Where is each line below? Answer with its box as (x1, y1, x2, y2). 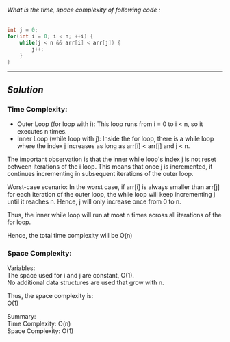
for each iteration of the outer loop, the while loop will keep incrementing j (7, 191, 216, 199)
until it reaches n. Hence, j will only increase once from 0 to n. (7, 197, 181, 206)
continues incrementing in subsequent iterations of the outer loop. (7, 170, 194, 178)
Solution (7, 84, 44, 95)
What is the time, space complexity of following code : (7, 5, 161, 14)
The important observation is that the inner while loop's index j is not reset (7, 155, 217, 164)
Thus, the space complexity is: (7, 292, 94, 300)
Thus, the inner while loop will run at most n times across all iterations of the (7, 211, 222, 219)
